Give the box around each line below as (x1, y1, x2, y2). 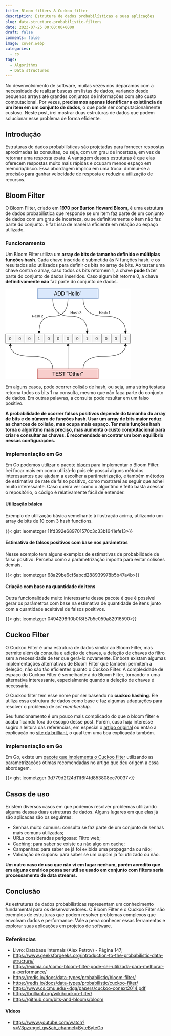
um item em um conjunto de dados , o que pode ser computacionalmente (5, 104, 160, 110)
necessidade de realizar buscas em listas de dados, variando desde (5, 88, 149, 94)
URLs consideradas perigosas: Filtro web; (12, 835, 101, 841)
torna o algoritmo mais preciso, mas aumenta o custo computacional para (5, 426, 165, 433)
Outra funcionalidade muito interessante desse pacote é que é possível (5, 595, 156, 601)
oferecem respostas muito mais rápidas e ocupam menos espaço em (5, 160, 151, 166)
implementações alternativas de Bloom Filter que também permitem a (5, 660, 152, 667)
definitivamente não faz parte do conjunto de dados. (5, 279, 118, 285)
